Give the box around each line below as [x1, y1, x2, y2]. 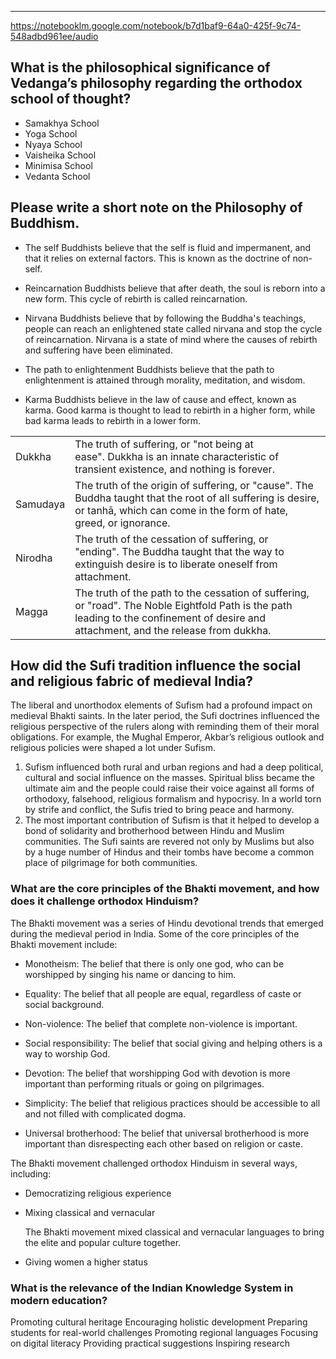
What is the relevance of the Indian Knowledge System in [10, 1281, 294, 1295]
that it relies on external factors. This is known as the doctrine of [24, 252, 291, 264]
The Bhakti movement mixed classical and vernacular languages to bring [24, 1226, 325, 1238]
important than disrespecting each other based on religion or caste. [24, 1137, 303, 1150]
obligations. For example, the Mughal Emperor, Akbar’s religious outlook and [10, 731, 325, 743]
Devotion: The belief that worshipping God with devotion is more [24, 1067, 291, 1079]
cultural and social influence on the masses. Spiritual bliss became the [24, 772, 315, 784]
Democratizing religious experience [24, 1187, 172, 1199]
